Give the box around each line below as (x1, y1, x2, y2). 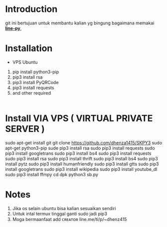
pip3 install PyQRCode (12, 79, 59, 85)
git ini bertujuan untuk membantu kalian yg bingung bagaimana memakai (5, 20, 155, 26)
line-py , (5, 25, 22, 31)
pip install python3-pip (12, 69, 59, 75)
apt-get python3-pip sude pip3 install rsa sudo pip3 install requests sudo (5, 145, 156, 151)
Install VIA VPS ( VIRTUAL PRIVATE (5, 113, 153, 124)
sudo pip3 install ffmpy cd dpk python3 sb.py (5, 171, 99, 177)
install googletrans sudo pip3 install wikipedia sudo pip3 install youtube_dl (5, 166, 158, 172)
